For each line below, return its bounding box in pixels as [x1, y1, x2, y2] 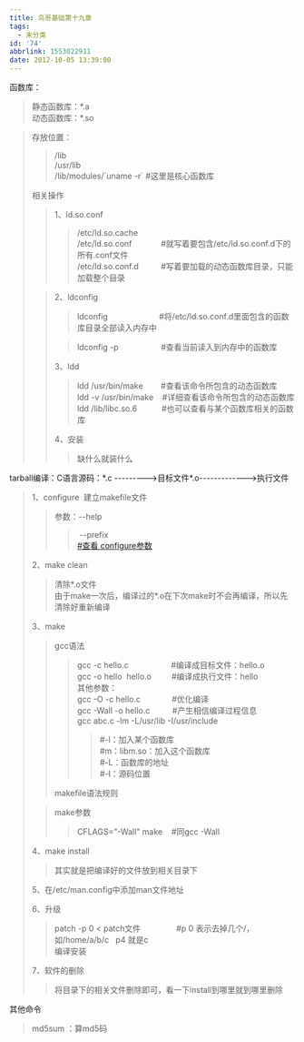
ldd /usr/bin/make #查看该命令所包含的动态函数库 [76, 380, 278, 391]
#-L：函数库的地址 [99, 757, 170, 767]
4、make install [31, 845, 90, 856]
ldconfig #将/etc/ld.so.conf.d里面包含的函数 [76, 311, 289, 321]
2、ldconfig [54, 292, 98, 302]
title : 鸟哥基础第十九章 [9, 13, 93, 23]
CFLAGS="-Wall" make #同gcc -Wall [76, 826, 221, 837]
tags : [9, 22, 30, 31]
